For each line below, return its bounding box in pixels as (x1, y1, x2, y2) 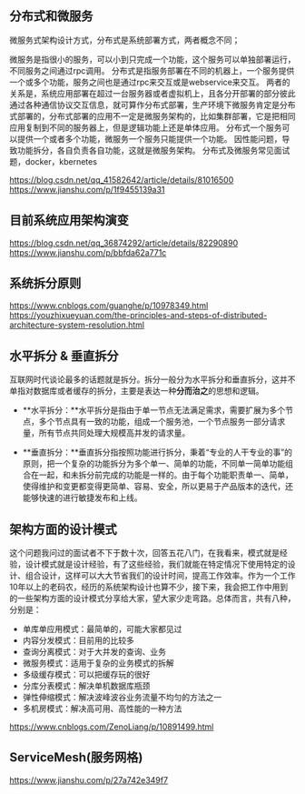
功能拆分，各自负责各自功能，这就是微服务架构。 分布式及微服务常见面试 (16, 145, 290, 156)
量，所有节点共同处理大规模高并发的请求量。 (22, 427, 191, 438)
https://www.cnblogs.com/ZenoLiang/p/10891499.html (9, 721, 214, 732)
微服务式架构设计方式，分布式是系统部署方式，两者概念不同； (9, 35, 241, 45)
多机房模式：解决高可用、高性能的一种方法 (22, 703, 182, 714)
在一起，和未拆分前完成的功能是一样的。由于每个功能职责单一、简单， (30, 469, 293, 480)
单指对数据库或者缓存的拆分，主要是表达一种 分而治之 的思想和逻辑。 (9, 386, 264, 397)
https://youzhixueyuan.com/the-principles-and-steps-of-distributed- (9, 310, 268, 321)
